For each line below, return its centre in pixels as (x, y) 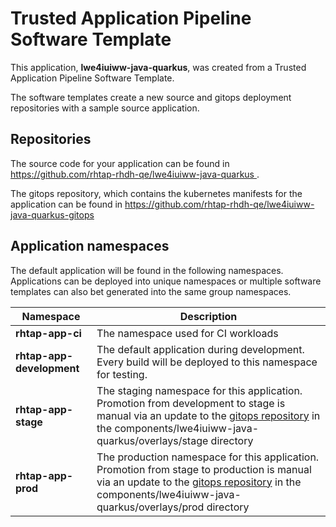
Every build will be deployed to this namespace (207, 362)
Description (208, 316)
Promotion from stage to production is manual (204, 469)
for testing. (122, 374)
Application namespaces (90, 246)
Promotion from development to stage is (191, 403)
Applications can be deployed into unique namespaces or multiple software (166, 281)
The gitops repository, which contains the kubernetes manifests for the (156, 193)
